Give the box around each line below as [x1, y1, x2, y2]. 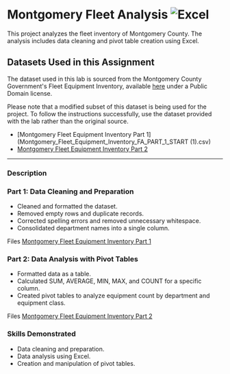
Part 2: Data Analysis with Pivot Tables [7, 254, 138, 263]
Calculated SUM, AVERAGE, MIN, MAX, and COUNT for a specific [16, 277, 202, 285]
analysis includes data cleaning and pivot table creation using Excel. [7, 36, 200, 44]
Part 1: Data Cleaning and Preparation [7, 187, 134, 196]
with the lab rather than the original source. [7, 117, 129, 125]
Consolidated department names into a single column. [16, 224, 170, 232]
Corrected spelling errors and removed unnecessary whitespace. [16, 216, 201, 225]
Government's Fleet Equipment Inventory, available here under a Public [7, 82, 207, 90]
